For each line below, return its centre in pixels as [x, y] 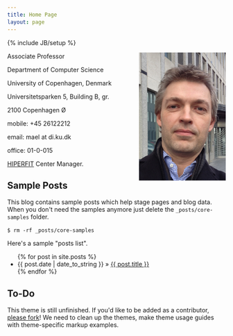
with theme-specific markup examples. [63, 325]
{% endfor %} [37, 271]
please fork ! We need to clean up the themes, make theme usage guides [111, 318]
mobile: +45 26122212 [39, 123]
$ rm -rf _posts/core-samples [51, 230]
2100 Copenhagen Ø [37, 110]
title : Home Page [32, 15]
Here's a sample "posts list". [48, 244]
